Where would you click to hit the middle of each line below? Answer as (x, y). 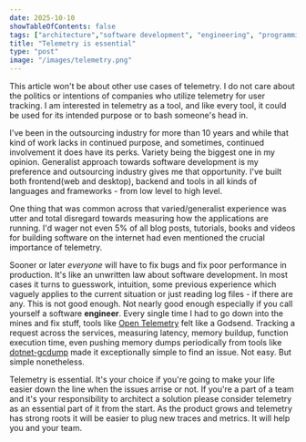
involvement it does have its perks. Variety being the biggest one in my (143, 152)
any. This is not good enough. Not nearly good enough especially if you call (151, 303)
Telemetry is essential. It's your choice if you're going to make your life (142, 380)
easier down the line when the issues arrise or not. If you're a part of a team (152, 389)
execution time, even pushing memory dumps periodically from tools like (146, 342)
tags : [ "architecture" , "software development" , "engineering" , (132, 35)
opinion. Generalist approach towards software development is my (134, 162)
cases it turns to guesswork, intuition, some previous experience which (143, 284)
